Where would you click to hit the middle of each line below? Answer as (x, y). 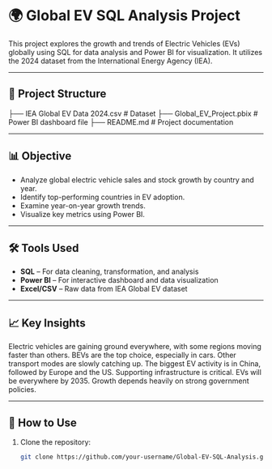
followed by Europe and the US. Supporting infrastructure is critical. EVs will (135, 373)
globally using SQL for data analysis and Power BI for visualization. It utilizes (136, 52)
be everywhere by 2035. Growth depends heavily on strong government (129, 381)
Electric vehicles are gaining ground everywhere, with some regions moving (135, 347)
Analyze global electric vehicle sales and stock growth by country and (137, 180)
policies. (22, 390)
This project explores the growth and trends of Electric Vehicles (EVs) (124, 43)
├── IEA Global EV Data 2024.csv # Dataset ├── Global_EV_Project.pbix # (133, 113)
